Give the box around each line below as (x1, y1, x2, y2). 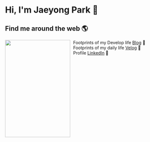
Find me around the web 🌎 (5, 24, 88, 33)
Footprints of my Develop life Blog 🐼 (73, 40, 146, 45)
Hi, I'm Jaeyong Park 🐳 (5, 4, 99, 16)
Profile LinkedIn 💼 (73, 50, 109, 55)
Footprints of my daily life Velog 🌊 (73, 45, 141, 51)
